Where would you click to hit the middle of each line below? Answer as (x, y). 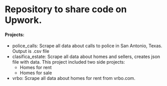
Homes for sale (36, 73)
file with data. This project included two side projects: (69, 62)
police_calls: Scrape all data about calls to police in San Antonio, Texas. (87, 46)
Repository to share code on (66, 9)
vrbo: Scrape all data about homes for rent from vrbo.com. (74, 78)
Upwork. (23, 20)
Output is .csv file (31, 51)
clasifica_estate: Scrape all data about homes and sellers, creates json (86, 56)
